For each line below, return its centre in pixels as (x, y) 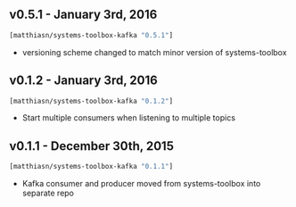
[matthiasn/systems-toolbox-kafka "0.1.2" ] (91, 101)
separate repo (48, 193)
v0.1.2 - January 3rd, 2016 (83, 81)
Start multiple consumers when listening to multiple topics (129, 118)
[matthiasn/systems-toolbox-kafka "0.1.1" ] (91, 167)
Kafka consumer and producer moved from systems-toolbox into (141, 184)
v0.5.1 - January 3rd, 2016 (83, 15)
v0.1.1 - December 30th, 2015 (91, 146)
